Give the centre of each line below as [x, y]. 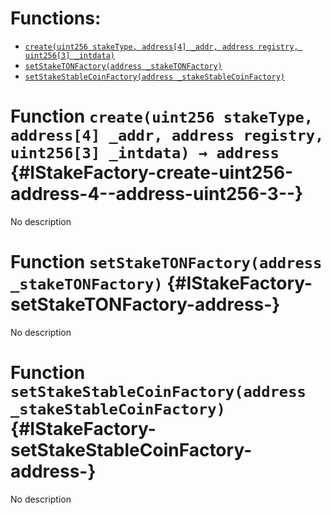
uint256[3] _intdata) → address [145, 153]
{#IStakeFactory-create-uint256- [152, 173]
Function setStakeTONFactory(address [166, 262]
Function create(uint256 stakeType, [162, 116]
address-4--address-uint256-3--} [157, 194]
